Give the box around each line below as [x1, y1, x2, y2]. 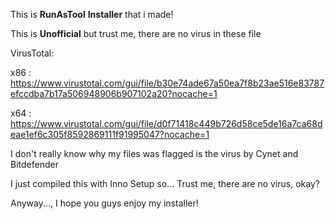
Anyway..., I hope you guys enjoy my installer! [10, 197, 199, 209]
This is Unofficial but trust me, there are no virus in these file [10, 28, 262, 39]
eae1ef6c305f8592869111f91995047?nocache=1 [10, 129, 210, 140]
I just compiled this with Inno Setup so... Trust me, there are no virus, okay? [10, 178, 320, 189]
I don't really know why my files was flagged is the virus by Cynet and [10, 148, 299, 159]
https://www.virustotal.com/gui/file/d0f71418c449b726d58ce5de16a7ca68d [10, 118, 323, 129]
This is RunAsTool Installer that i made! [10, 9, 174, 20]
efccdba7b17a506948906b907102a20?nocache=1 [10, 88, 218, 99]
